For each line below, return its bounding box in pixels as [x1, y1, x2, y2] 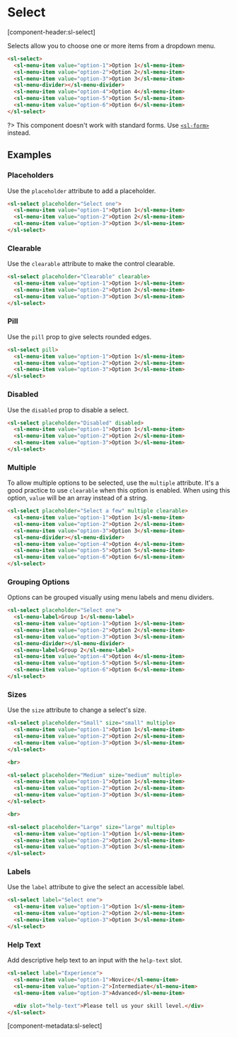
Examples [7, 149, 52, 161]
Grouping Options [7, 576, 70, 586]
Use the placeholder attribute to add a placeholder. [7, 186, 156, 195]
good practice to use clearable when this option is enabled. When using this [7, 486, 231, 495]
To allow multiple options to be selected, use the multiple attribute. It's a [7, 478, 219, 487]
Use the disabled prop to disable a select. [7, 405, 129, 414]
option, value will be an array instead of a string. [7, 494, 148, 503]
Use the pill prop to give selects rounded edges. [7, 332, 152, 341]
